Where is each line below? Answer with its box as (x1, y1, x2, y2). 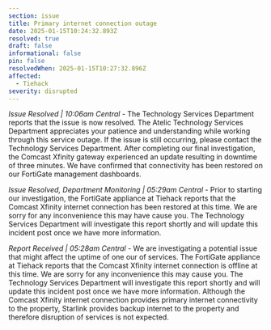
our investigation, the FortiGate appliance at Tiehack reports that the (8, 193, 236, 203)
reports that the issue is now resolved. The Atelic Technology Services (8, 118, 244, 128)
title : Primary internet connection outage (8, 19, 158, 27)
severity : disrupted (8, 87, 78, 95)
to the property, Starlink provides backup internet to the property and (8, 304, 239, 314)
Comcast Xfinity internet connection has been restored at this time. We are (8, 202, 257, 212)
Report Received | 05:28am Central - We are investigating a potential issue (8, 243, 257, 253)
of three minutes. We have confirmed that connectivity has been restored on (8, 161, 263, 171)
